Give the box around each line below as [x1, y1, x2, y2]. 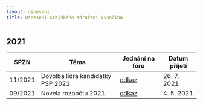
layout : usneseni [6, 8, 50, 15]
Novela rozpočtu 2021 [41, 89, 106, 98]
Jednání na [121, 55, 155, 63]
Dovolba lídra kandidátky [41, 72, 112, 80]
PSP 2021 [41, 79, 71, 88]
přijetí [170, 62, 187, 70]
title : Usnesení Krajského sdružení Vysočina [6, 14, 123, 20]
